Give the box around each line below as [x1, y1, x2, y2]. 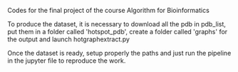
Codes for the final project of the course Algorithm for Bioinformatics [7, 6, 210, 14]
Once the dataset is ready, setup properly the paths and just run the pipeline [7, 49, 232, 57]
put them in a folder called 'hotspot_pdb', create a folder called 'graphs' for [7, 28, 228, 36]
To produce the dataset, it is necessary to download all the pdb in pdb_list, [7, 20, 227, 28]
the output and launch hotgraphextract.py [7, 35, 130, 43]
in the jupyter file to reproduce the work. [7, 56, 126, 65]
